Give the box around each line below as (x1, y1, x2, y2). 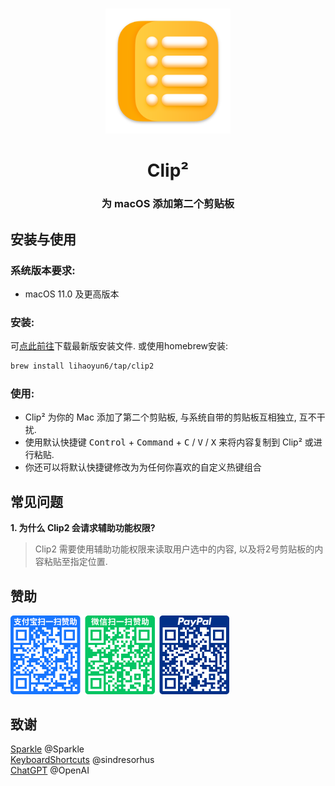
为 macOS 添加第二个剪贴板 (101, 197, 235, 211)
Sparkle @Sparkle (10, 743, 85, 755)
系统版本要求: (10, 263, 76, 277)
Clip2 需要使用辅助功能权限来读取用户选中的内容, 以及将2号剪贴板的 (34, 543, 315, 555)
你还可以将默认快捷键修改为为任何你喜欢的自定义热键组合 (24, 461, 262, 473)
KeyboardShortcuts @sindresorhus (10, 754, 155, 766)
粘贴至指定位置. (43, 556, 108, 568)
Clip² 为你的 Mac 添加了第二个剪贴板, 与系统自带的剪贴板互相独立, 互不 (24, 411, 317, 423)
